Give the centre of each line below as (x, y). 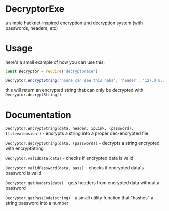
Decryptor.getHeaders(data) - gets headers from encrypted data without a (82, 183)
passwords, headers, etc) (32, 28)
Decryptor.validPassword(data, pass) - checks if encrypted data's (75, 168)
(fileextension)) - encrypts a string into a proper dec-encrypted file (77, 133)
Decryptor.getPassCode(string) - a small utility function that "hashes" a (79, 198)
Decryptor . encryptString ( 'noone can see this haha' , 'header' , (73, 80)
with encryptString (24, 148)
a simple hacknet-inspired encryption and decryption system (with (74, 23)
